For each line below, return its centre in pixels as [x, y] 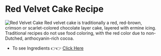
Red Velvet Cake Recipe [54, 9]
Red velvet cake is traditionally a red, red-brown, [93, 23]
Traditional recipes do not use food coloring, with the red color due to [75, 33]
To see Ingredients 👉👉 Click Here [48, 48]
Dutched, [14, 38]
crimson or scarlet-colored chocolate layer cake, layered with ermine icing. [81, 28]
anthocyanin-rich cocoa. [49, 38]
